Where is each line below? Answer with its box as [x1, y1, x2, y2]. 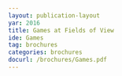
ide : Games [8, 33, 44, 42]
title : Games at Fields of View [8, 26, 114, 34]
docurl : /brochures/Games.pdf [8, 56, 108, 64]
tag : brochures [8, 41, 58, 49]
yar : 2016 [8, 19, 41, 27]
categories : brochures [8, 48, 83, 56]
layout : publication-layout [8, 11, 101, 20]
